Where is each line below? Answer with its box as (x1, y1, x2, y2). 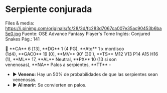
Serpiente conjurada (5, 3, 92, 15)
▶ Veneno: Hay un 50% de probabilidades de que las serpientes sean (12, 71, 158, 77)
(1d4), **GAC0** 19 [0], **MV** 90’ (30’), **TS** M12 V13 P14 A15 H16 (5, 51, 158, 57)
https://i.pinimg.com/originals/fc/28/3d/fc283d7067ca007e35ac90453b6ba (5, 25, 162, 31)
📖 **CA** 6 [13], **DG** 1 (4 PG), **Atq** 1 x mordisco (5, 45, 124, 51)
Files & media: (5, 20, 34, 26)
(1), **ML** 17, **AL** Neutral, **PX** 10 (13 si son (5, 56, 117, 62)
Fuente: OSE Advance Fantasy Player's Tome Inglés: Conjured (22, 30, 150, 36)
